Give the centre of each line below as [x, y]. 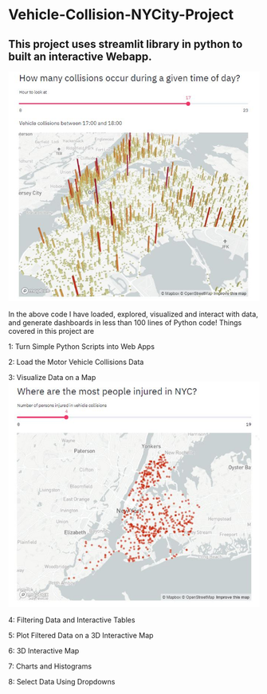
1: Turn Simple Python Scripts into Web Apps [82, 346]
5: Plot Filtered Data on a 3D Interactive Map [81, 635]
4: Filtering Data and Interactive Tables [72, 620]
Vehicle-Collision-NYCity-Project [121, 15]
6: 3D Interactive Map [44, 650]
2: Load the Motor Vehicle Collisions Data [76, 362]
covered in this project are [51, 331]
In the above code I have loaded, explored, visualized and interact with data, [133, 314]
